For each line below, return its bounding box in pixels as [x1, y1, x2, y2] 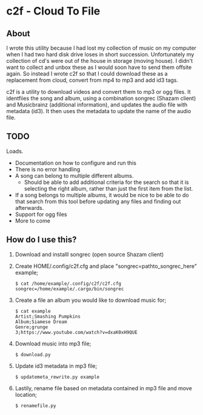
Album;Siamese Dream [15, 319, 67, 325]
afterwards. [15, 204, 44, 211]
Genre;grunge [15, 324, 48, 330]
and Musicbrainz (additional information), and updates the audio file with [6, 101, 188, 108]
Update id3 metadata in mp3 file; [15, 362, 98, 370]
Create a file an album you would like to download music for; [15, 296, 167, 304]
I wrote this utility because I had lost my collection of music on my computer [6, 44, 197, 51]
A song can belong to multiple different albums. [15, 172, 134, 179]
